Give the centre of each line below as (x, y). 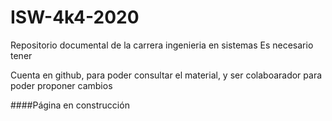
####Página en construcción (70, 105)
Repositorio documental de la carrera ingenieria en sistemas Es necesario (162, 45)
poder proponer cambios (61, 85)
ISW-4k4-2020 (75, 17)
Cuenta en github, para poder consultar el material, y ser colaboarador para (166, 75)
